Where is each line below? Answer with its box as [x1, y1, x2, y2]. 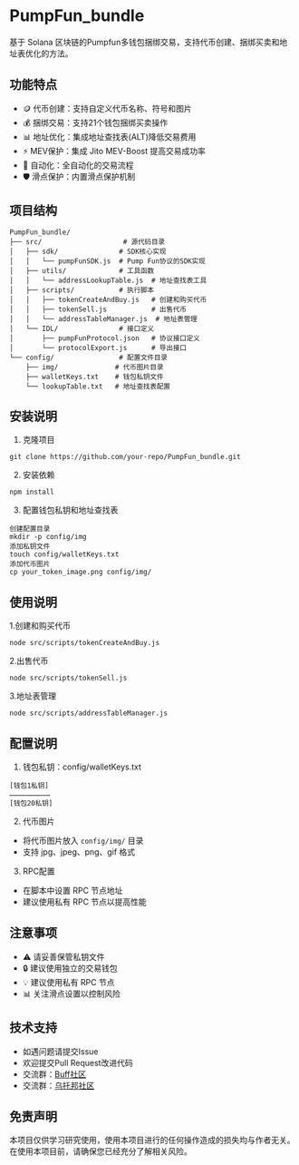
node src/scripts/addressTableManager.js [9, 709, 169, 718]
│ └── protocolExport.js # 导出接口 [9, 343, 188, 352]
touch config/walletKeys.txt [9, 550, 120, 559]
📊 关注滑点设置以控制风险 [22, 988, 121, 999]
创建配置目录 [9, 524, 51, 534]
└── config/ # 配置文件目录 [9, 353, 168, 362]
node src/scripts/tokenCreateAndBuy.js [9, 639, 160, 648]
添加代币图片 [9, 560, 51, 569]
